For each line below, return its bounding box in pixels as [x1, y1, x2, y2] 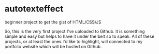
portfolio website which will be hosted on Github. [4, 43, 102, 49]
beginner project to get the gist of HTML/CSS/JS [4, 19, 101, 25]
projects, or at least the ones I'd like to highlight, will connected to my [4, 38, 143, 44]
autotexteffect [4, 3, 64, 14]
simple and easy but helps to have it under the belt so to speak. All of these [4, 33, 155, 39]
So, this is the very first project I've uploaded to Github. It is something [4, 28, 145, 34]
